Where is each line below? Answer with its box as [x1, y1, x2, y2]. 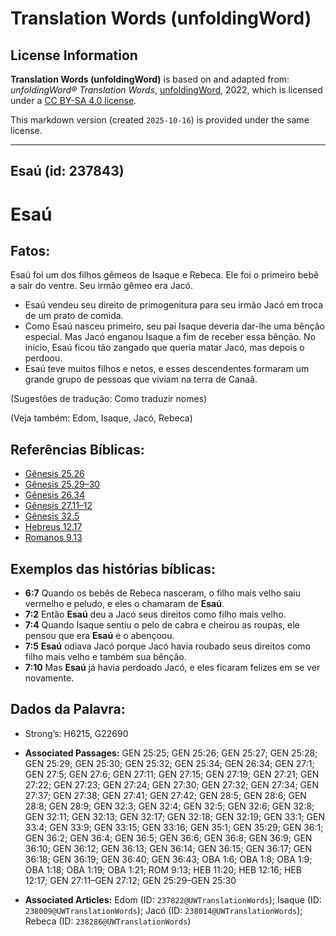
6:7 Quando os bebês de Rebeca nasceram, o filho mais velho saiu [24, 587, 301, 599]
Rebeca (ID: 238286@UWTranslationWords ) [24, 915, 192, 927]
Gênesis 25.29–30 [24, 478, 101, 491]
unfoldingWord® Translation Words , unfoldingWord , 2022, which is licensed [10, 84, 323, 96]
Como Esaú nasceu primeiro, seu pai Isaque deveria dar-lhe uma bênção [24, 320, 325, 332]
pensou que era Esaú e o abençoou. [24, 630, 175, 642]
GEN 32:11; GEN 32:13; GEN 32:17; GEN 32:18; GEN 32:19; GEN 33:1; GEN [24, 810, 325, 822]
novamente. [24, 672, 75, 684]
